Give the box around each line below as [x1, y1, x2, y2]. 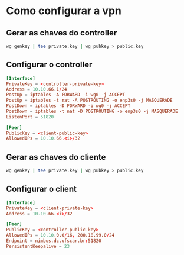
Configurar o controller [6, 60, 93, 70]
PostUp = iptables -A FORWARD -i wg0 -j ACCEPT [6, 92, 126, 98]
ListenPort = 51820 [6, 114, 54, 120]
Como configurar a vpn [6, 4, 122, 18]
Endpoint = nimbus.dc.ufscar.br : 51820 [6, 238, 101, 244]
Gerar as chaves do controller [6, 28, 117, 38]
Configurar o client [6, 184, 77, 194]
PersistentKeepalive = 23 [6, 243, 70, 249]
